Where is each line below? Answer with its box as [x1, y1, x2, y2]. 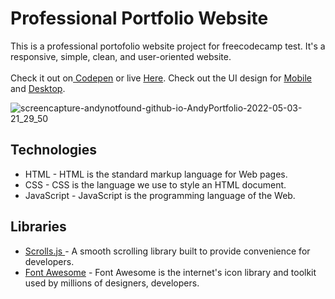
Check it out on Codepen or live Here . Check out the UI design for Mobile [10, 72, 312, 84]
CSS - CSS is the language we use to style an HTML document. [24, 178, 287, 191]
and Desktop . [10, 82, 66, 94]
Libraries [10, 218, 67, 236]
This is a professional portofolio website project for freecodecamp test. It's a [10, 40, 326, 52]
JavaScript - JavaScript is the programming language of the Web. [24, 189, 296, 201]
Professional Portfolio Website [10, 7, 269, 30]
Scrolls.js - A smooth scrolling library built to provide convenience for [24, 245, 311, 257]
